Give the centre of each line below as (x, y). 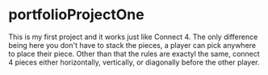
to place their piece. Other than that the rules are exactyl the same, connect (134, 53)
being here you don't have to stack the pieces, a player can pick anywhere (132, 45)
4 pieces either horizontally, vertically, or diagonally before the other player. (134, 62)
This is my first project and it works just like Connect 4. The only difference (133, 37)
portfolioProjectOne (76, 15)
